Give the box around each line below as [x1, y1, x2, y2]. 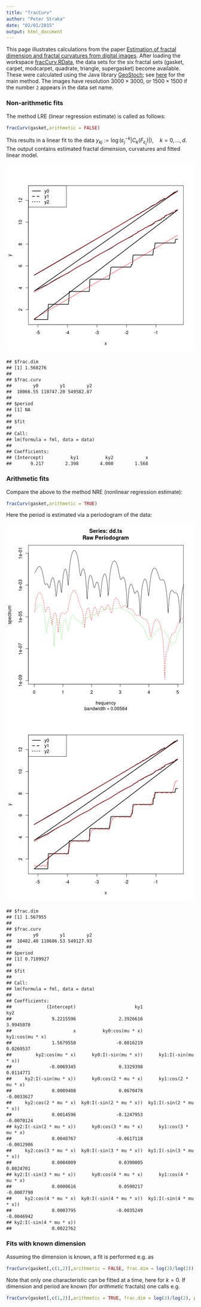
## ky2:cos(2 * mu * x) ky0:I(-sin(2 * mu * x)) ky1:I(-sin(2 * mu [6, 1100, 194, 1106]
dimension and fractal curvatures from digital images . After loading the [6, 52, 181, 59]
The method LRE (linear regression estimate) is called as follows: [6, 113, 166, 120]
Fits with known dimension [6, 1239, 86, 1248]
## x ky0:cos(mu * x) [6, 1028, 144, 1034]
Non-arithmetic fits [6, 99, 63, 107]
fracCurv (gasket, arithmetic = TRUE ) [6, 501, 98, 507]
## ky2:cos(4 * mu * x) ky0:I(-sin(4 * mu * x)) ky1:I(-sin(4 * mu [6, 1196, 194, 1202]
